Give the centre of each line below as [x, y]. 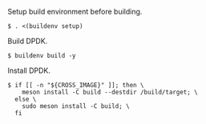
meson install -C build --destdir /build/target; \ [110, 92]
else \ [26, 99]
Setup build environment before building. [75, 12]
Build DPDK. [28, 41]
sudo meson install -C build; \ [76, 106]
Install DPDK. [29, 70]
